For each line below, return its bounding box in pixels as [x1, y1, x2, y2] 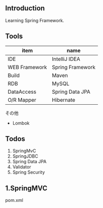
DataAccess [8, 88, 37, 95]
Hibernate [52, 96, 75, 103]
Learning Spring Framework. [5, 17, 64, 23]
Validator [12, 164, 31, 170]
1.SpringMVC [5, 184, 48, 192]
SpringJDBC [12, 153, 39, 159]
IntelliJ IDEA [52, 55, 80, 62]
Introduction [5, 4, 45, 13]
